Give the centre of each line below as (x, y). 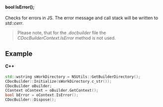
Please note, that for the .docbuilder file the (62, 33)
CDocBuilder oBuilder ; (28, 86)
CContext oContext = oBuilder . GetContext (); (52, 91)
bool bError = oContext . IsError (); (42, 95)
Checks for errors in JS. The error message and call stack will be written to (82, 18)
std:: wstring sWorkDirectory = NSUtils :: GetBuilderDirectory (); (73, 77)
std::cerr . (14, 23)
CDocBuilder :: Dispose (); (31, 100)
